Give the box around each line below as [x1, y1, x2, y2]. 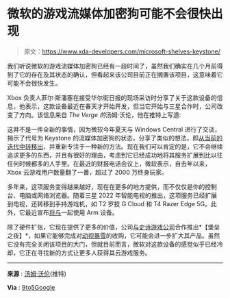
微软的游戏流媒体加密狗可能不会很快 [7, 6, 212, 22]
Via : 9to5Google [7, 283, 55, 291]
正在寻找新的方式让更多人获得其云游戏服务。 [25, 248, 151, 257]
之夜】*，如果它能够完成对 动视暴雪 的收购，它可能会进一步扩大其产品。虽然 [7, 231, 220, 240]
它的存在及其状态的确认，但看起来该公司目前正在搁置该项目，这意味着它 [18, 70, 223, 79]
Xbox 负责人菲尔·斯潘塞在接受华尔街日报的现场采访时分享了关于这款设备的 [7, 93, 217, 101]
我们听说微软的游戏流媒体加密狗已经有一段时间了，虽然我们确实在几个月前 [7, 62, 217, 70]
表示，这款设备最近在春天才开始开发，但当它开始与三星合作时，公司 [25, 102, 217, 110]
